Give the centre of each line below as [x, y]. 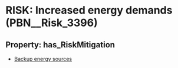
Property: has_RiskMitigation [60, 45]
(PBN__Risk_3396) [52, 23]
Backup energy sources [43, 59]
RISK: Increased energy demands [89, 10]
